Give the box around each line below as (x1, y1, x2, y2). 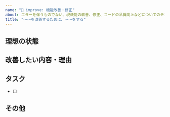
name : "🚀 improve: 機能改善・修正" (5, 7, 75, 13)
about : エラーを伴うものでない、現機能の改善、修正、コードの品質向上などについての (5, 12, 160, 17)
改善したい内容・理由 (5, 56, 72, 64)
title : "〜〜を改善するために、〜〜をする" (5, 17, 86, 22)
